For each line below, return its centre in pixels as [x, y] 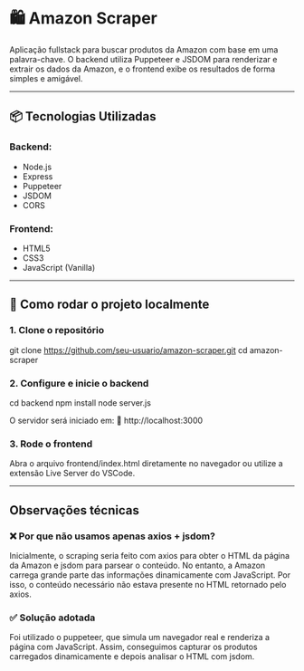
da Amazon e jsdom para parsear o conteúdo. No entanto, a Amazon [138, 565]
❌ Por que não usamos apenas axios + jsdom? [112, 536]
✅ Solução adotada [52, 618]
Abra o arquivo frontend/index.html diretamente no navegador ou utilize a [146, 464]
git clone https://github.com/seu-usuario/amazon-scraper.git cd [128, 350]
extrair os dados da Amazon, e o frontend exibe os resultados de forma [142, 69]
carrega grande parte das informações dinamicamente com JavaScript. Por [150, 575]
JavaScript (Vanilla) [59, 267]
